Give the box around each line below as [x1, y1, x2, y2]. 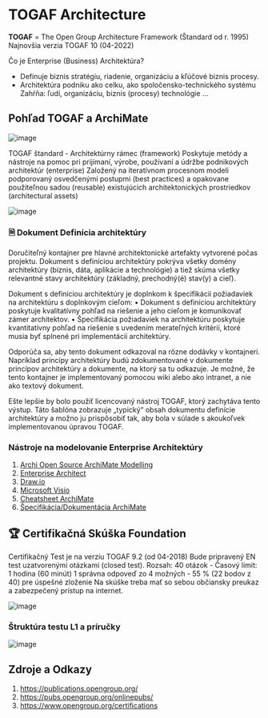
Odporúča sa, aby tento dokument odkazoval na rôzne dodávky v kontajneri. [8, 347, 260, 357]
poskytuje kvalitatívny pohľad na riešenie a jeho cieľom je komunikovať [8, 306, 242, 316]
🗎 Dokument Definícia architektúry [8, 226, 146, 237]
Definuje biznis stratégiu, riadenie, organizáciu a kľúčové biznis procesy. [19, 71, 260, 81]
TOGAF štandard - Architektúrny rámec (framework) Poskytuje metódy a [8, 148, 248, 158]
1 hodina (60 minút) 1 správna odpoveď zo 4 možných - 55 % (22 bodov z [8, 569, 252, 579]
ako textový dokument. [8, 381, 84, 391]
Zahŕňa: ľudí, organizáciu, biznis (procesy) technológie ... [19, 88, 209, 98]
